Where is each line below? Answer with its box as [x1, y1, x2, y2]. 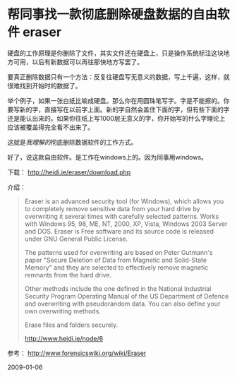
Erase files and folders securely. [24, 321, 119, 329]
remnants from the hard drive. [24, 270, 112, 279]
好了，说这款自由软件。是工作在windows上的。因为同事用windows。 [7, 152, 208, 161]
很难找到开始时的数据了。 [7, 81, 82, 90]
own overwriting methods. [24, 306, 101, 315]
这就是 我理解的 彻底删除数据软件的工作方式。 [7, 138, 138, 146]
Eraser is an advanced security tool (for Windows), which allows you [24, 197, 224, 205]
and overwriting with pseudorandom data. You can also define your [24, 299, 221, 308]
